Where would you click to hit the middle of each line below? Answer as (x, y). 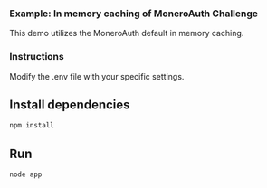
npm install (32, 126)
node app (26, 174)
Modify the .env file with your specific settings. (97, 76)
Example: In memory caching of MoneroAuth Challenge (134, 14)
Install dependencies (70, 104)
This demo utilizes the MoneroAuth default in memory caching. (127, 33)
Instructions (37, 57)
